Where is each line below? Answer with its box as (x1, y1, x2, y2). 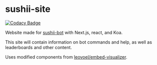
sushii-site (5, 3, 51, 15)
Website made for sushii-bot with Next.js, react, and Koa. (5, 29, 123, 35)
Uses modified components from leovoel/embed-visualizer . (5, 54, 127, 60)
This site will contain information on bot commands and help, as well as (5, 39, 152, 45)
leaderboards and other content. (5, 44, 72, 50)
